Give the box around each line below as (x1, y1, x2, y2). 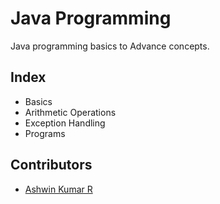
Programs (24, 127, 66, 139)
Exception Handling (24, 117, 106, 129)
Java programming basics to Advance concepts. (10, 40, 210, 52)
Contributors (10, 157, 93, 174)
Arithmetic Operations (24, 106, 117, 118)
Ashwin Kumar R (24, 183, 93, 195)
